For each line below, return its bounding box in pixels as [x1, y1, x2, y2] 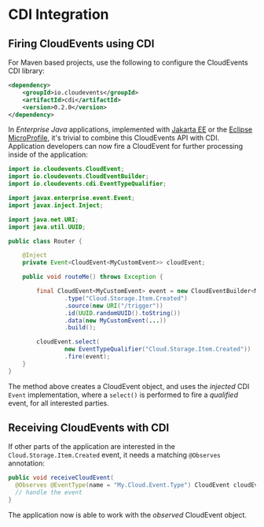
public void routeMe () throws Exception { [22, 273, 163, 281]
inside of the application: [8, 150, 89, 159]
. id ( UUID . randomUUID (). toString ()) [64, 309, 181, 317]
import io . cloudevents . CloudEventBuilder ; [8, 173, 149, 180]
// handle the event [15, 488, 82, 497]
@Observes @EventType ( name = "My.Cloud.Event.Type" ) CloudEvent [15, 481, 230, 489]
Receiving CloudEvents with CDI [8, 421, 170, 435]
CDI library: [8, 66, 45, 76]
